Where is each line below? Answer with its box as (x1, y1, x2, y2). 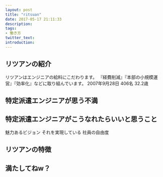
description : (5, 21, 33, 27)
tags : (5, 26, 17, 31)
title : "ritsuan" (5, 12, 42, 17)
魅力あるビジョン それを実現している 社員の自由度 (5, 129, 109, 135)
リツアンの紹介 (5, 60, 52, 68)
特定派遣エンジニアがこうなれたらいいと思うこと (5, 115, 157, 123)
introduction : (5, 40, 35, 45)
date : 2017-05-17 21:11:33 (5, 17, 62, 22)
